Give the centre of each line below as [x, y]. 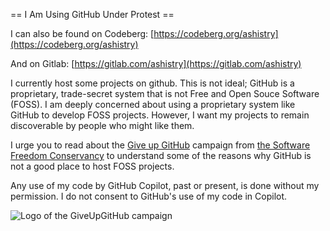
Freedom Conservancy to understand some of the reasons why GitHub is [161, 155]
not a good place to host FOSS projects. [92, 166]
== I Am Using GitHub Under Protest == [92, 14]
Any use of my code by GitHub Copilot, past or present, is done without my [165, 185]
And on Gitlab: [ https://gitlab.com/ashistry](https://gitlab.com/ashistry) [156, 63]
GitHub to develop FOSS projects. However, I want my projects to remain [160, 115]
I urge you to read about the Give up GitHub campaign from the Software [160, 145]
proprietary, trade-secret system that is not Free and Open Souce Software [165, 93]
